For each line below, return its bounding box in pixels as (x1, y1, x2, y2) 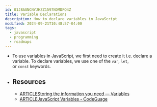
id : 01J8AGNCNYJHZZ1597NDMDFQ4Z (5, 7, 71, 12)
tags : (5, 26, 16, 31)
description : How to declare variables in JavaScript (5, 16, 118, 21)
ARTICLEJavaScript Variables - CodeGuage (19, 96, 108, 102)
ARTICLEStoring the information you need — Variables (19, 91, 130, 97)
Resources (12, 77, 46, 86)
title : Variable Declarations (5, 12, 67, 17)
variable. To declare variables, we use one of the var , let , (12, 58, 129, 64)
